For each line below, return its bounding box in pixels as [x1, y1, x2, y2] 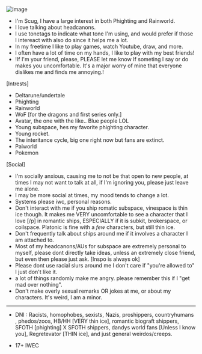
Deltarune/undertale [14, 92, 66, 99]
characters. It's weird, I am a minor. [14, 294, 103, 301]
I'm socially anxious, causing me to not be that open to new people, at [14, 172, 189, 180]
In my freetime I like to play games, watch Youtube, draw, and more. [14, 43, 183, 50]
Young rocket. [14, 130, 50, 137]
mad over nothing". [14, 281, 63, 288]
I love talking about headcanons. [14, 24, 96, 31]
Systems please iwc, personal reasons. [14, 198, 112, 205]
